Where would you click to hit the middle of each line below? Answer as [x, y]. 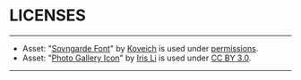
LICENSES [48, 16]
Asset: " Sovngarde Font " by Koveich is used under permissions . [140, 48]
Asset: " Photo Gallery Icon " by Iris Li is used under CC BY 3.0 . [137, 58]
